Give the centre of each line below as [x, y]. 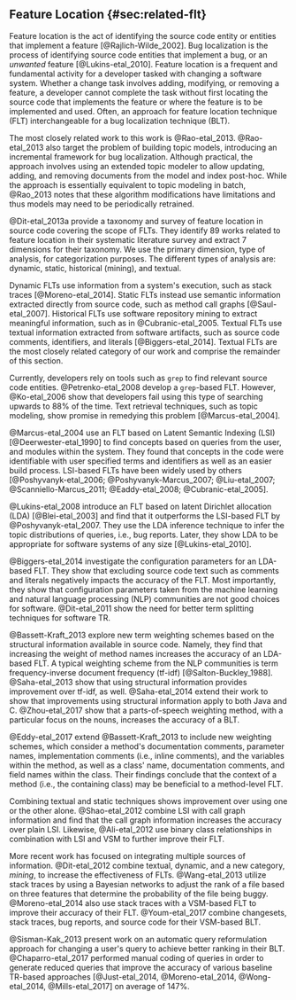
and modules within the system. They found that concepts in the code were [147, 451]
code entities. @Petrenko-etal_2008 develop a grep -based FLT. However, [143, 387]
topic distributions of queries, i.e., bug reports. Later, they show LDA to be [144, 535]
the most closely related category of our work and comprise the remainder [145, 351]
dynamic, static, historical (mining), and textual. [95, 268]
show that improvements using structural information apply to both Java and [148, 700]
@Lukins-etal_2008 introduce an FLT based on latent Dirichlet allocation [140, 506]
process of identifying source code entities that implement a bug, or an [138, 55]
